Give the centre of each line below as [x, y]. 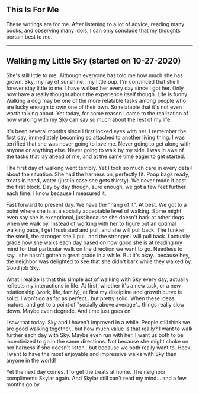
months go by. [24, 384]
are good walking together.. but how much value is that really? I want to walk [99, 329]
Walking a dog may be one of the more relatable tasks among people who [96, 100]
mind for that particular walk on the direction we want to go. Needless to [94, 248]
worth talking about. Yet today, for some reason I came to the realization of [97, 113]
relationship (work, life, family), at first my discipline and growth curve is [94, 292]
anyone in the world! [31, 360]
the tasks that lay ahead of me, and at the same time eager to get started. [96, 156]
